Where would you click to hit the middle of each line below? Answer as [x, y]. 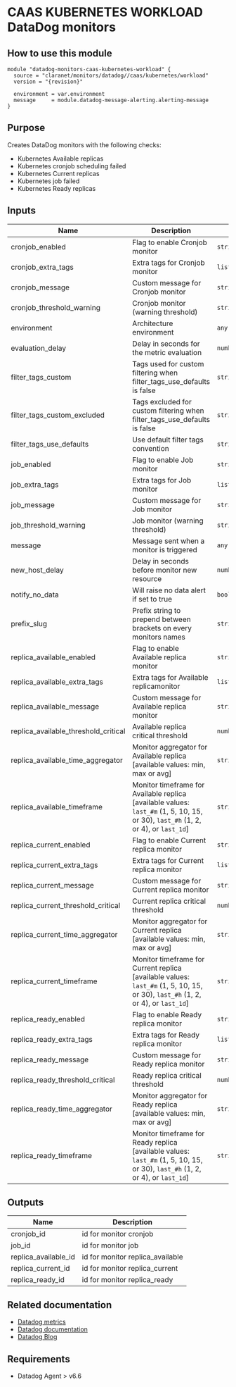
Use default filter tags [168, 440]
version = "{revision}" [48, 82]
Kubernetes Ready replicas [57, 188]
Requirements [39, 1359]
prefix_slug [29, 623]
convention [151, 448]
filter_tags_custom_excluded [58, 415]
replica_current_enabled [51, 845]
